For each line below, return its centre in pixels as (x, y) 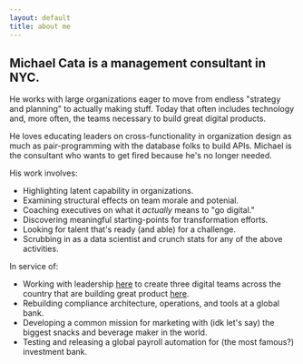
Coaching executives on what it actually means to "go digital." (139, 210)
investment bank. (55, 352)
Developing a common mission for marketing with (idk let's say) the (148, 323)
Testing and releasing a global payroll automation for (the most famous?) (158, 342)
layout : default (40, 18)
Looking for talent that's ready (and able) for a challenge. (129, 229)
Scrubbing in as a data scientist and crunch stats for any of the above (152, 239)
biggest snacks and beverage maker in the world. (115, 332)
